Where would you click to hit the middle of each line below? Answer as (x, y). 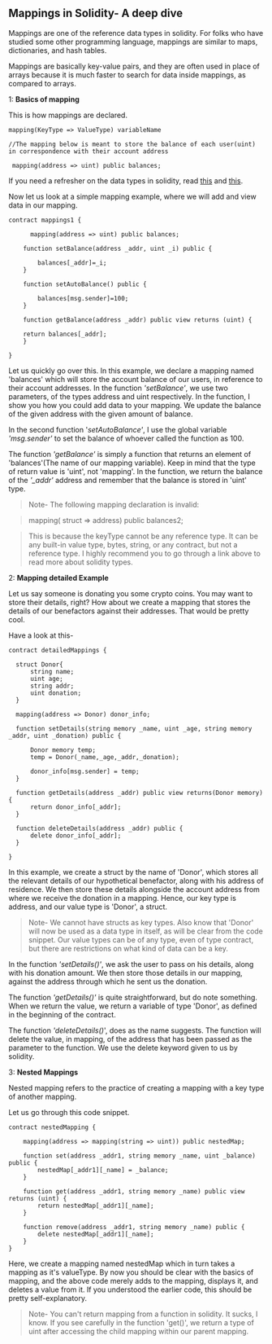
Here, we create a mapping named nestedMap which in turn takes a (122, 1263)
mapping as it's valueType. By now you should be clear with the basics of (131, 1272)
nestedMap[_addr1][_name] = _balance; (103, 1170)
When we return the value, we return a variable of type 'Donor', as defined (133, 1006)
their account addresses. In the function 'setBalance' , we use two (119, 388)
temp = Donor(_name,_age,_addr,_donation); (105, 757)
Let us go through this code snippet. (69, 1112)
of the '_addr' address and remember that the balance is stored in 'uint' (128, 480)
